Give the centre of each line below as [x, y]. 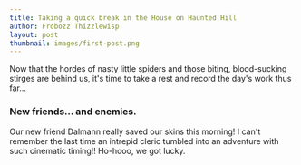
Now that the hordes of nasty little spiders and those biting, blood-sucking [148, 69]
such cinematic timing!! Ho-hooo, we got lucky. [97, 150]
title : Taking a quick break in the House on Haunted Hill [123, 18]
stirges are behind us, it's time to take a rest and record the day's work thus [150, 79]
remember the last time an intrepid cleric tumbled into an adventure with [144, 141]
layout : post [34, 34]
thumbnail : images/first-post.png [75, 43]
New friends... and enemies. [73, 112]
